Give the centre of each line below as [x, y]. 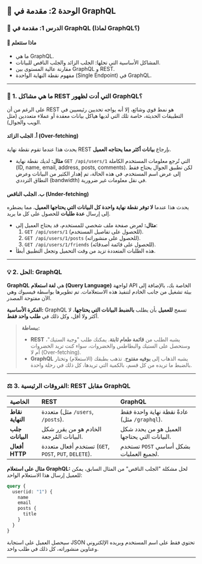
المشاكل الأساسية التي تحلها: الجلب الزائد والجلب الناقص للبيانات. [88, 62]
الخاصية [19, 402]
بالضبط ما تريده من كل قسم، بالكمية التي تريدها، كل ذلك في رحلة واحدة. [111, 365]
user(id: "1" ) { [32, 492]
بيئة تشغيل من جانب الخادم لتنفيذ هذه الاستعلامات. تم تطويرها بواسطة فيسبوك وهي [99, 292]
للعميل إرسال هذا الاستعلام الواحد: [45, 475]
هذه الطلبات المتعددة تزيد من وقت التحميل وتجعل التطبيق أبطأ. [85, 251]
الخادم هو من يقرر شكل [72, 429]
